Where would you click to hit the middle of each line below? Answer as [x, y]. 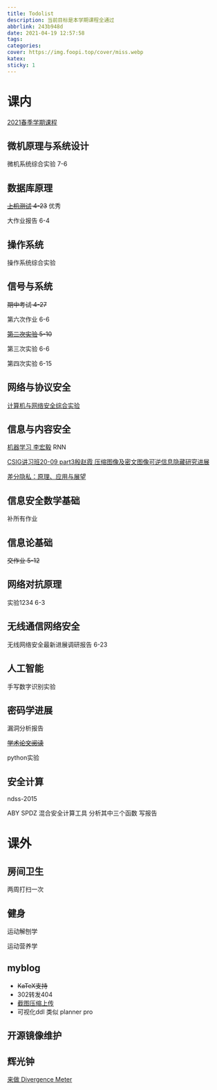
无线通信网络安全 [44, 627]
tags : [15, 39]
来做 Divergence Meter [40, 1079]
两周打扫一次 [25, 889]
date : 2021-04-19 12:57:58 [46, 33]
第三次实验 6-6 [28, 349]
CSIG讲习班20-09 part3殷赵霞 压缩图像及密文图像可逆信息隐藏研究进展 [108, 462]
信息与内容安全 [39, 429]
